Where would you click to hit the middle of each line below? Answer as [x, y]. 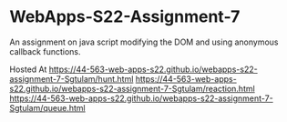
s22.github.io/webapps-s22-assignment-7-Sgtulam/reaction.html [132, 88]
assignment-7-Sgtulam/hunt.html [72, 78]
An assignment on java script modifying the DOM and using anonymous [144, 42]
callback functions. [45, 51]
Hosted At [28, 69]
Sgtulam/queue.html [47, 107]
